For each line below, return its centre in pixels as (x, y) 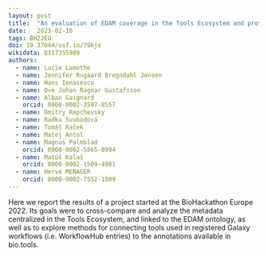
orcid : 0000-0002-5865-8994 (69, 150)
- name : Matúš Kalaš (49, 157)
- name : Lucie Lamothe (53, 68)
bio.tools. (24, 244)
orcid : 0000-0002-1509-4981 (69, 165)
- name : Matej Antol (49, 134)
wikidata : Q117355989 (44, 53)
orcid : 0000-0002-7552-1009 (69, 180)
